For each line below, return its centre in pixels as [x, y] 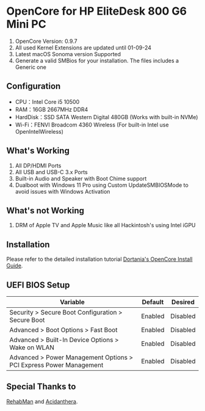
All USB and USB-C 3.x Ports [52, 172]
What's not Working [45, 210]
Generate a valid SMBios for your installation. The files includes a [97, 60]
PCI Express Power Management [56, 365]
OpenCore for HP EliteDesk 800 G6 [97, 11]
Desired [183, 302]
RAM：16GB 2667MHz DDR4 [52, 109]
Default [153, 302]
